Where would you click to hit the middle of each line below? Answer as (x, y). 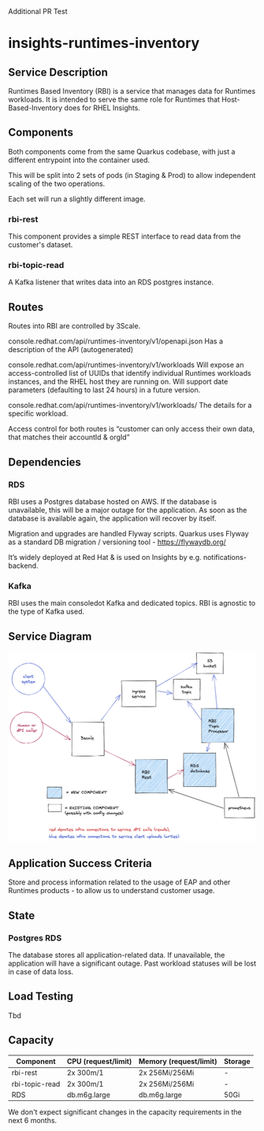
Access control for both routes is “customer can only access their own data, (132, 429)
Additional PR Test (38, 11)
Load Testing (41, 997)
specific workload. (38, 413)
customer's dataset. (41, 245)
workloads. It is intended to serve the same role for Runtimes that (114, 99)
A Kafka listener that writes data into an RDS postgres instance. (111, 282)
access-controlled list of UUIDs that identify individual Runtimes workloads (130, 373)
